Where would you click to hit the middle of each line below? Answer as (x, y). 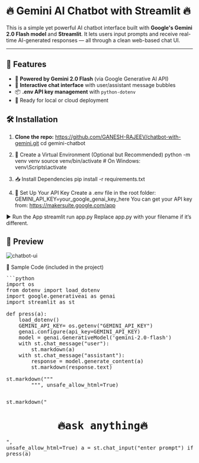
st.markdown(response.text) (72, 367)
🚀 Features (26, 64)
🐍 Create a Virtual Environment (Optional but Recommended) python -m (102, 155)
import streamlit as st (41, 302)
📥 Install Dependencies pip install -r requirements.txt (80, 179)
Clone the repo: (34, 137)
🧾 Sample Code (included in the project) (55, 267)
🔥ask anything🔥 (102, 426)
